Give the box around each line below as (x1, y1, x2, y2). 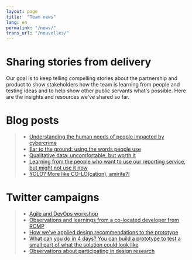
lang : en (6, 19, 28, 25)
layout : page (6, 8, 38, 15)
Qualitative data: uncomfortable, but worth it (29, 152, 136, 158)
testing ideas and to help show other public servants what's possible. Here (6, 87, 186, 94)
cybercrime (29, 140, 57, 146)
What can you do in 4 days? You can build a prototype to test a (29, 235, 181, 242)
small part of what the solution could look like (29, 241, 139, 248)
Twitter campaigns (6, 191, 100, 204)
